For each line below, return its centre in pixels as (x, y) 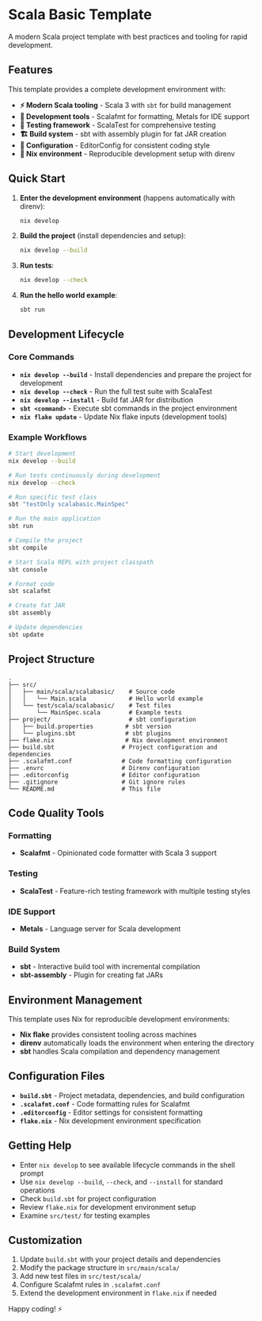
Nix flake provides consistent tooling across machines (108, 1034)
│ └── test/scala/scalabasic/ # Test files (90, 705)
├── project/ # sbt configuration (102, 719)
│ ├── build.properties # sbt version (90, 726)
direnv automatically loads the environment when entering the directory (137, 1043)
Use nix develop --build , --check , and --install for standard (121, 1181)
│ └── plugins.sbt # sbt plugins (90, 733)
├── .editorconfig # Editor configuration (104, 775)
